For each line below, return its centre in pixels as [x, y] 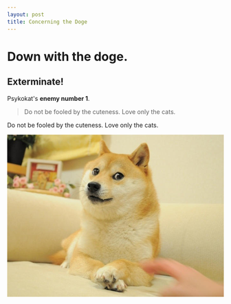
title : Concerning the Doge [47, 22]
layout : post [26, 14]
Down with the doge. [68, 57]
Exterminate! [35, 82]
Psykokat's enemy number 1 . [48, 98]
